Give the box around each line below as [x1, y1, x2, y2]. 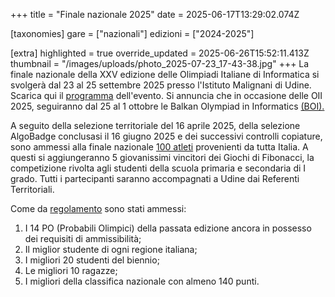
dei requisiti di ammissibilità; [24, 233, 142, 244]
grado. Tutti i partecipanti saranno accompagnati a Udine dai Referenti [10, 173, 300, 184]
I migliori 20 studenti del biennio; [24, 254, 160, 266]
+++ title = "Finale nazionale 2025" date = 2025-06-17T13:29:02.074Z [10, 9, 300, 20]
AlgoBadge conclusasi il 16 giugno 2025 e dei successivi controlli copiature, [10, 130, 323, 142]
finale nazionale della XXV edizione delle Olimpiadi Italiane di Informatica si [10, 69, 320, 80]
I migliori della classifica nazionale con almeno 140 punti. [24, 275, 260, 287]
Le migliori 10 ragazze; [24, 265, 118, 276]
